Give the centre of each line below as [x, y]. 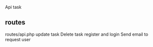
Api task [13, 7]
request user [18, 39]
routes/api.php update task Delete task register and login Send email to [76, 34]
